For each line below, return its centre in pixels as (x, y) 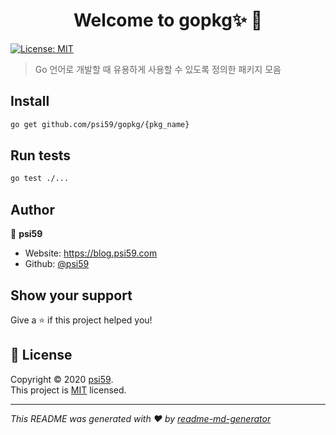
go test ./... (40, 179)
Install (30, 101)
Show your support (71, 295)
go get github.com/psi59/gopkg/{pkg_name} (100, 124)
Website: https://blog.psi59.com (91, 253)
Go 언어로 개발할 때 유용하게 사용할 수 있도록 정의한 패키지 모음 (158, 69)
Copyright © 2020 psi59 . (62, 379)
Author (32, 209)
